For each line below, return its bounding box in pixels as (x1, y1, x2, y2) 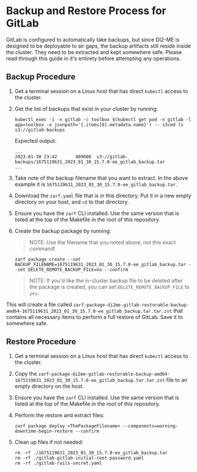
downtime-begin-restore (14, 428, 74, 434)
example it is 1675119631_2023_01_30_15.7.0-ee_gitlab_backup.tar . (14, 181, 178, 188)
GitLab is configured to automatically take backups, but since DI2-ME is (6, 36, 180, 43)
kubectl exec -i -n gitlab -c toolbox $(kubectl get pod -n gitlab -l (14, 117, 192, 122)
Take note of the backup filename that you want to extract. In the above (14, 174, 188, 181)
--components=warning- (122, 423, 178, 429)
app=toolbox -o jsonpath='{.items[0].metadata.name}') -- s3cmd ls (14, 122, 183, 128)
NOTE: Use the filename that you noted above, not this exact (29, 238, 176, 245)
